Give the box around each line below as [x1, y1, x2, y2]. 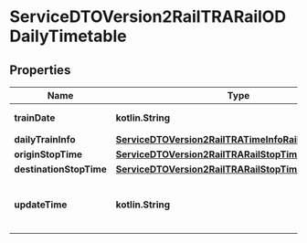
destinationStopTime [14, 163, 107, 175]
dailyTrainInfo [14, 133, 76, 145]
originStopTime [14, 148, 83, 161]
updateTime [14, 198, 68, 211]
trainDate [14, 111, 56, 124]
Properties [9, 62, 71, 78]
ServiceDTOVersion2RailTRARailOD [9, 6, 286, 27]
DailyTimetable [9, 26, 127, 47]
